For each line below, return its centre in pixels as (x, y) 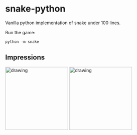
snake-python (35, 9)
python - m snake (22, 42)
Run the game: (20, 32)
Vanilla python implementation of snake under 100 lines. (63, 23)
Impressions (25, 58)
